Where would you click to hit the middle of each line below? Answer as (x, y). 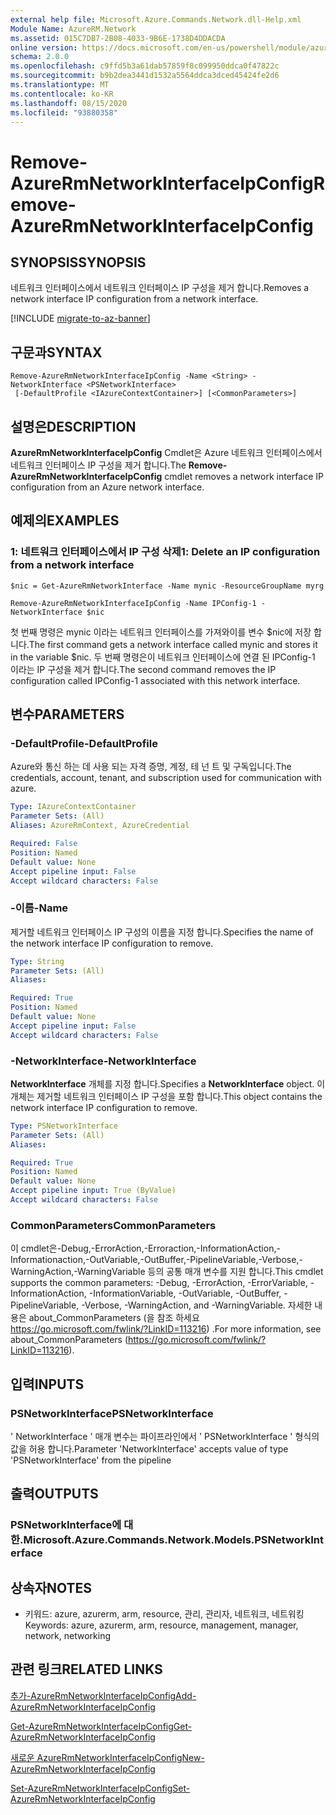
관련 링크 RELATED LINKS (86, 1669)
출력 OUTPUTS (54, 1494)
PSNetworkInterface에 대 (72, 1525)
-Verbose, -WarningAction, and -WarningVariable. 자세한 (197, 1305)
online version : (44, 47)
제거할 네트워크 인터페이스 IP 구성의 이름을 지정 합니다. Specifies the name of (162, 932)
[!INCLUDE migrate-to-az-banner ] (80, 318)
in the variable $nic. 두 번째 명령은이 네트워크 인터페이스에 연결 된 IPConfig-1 (163, 657)
